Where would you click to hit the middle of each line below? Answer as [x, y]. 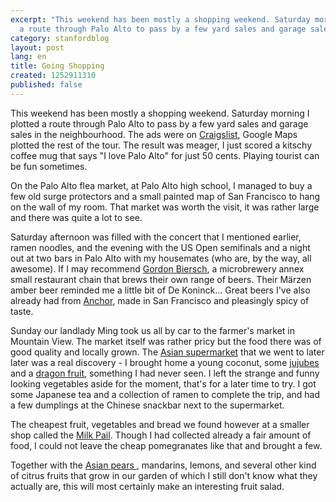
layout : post [37, 47]
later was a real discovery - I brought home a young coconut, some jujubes [165, 362]
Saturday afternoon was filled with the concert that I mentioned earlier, [156, 237]
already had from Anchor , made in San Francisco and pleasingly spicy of [160, 300]
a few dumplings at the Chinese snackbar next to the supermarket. [147, 405]
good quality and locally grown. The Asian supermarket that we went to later [167, 352]
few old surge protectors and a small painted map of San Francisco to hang [165, 196]
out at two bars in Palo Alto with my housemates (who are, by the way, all [161, 258]
